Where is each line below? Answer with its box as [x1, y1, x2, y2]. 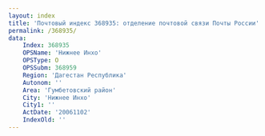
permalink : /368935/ [8, 26, 78, 34]
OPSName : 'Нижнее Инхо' [22, 49, 102, 57]
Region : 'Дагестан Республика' [22, 71, 127, 79]
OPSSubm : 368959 [22, 64, 78, 72]
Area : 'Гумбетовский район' [22, 86, 116, 94]
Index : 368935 [22, 42, 70, 50]
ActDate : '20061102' [22, 109, 91, 117]
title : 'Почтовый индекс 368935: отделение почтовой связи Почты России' [8, 19, 260, 27]
